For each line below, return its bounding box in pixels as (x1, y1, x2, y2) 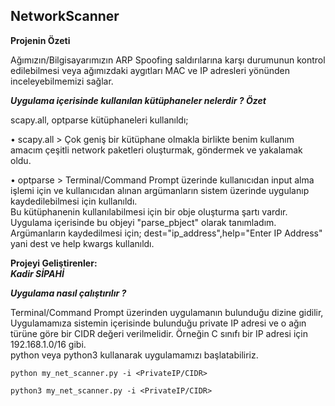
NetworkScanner (10, 8, 120, 25)
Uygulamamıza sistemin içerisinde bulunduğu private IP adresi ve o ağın (10, 317, 307, 329)
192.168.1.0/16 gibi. (10, 338, 87, 350)
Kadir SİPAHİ (10, 267, 65, 279)
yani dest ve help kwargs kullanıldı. (10, 237, 155, 249)
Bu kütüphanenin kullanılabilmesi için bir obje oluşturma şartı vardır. (10, 205, 288, 218)
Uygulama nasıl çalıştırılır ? (10, 287, 127, 299)
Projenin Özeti (10, 34, 71, 46)
